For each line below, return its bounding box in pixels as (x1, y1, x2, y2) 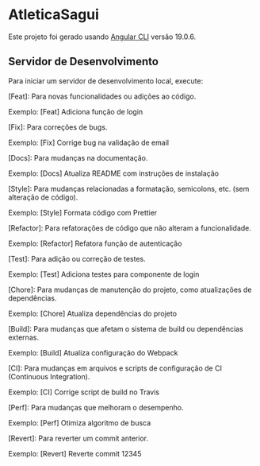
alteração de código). (8, 192, 78, 202)
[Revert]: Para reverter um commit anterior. (8, 433, 149, 443)
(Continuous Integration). (8, 371, 90, 381)
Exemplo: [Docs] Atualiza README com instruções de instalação (8, 169, 220, 178)
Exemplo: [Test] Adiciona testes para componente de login (8, 269, 200, 279)
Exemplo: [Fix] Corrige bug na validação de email (8, 138, 169, 147)
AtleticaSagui (8, 6, 99, 24)
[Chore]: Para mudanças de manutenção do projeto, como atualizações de (8, 285, 252, 294)
